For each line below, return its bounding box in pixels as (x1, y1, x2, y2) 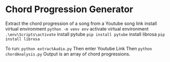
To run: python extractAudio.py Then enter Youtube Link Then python (5, 45, 152, 51)
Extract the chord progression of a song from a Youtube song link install (5, 20, 157, 26)
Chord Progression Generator (5, 4, 134, 15)
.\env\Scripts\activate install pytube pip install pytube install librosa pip (5, 31, 165, 37)
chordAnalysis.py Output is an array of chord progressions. (5, 51, 131, 57)
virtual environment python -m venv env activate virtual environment (5, 25, 149, 32)
